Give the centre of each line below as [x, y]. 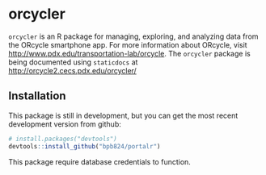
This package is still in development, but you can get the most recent [123, 115]
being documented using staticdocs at [73, 62]
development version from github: [65, 124]
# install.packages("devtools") [63, 139]
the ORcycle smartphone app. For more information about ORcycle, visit [128, 44]
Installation [37, 96]
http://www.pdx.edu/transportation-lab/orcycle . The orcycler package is [129, 53]
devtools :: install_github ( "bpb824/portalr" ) [84, 146]
